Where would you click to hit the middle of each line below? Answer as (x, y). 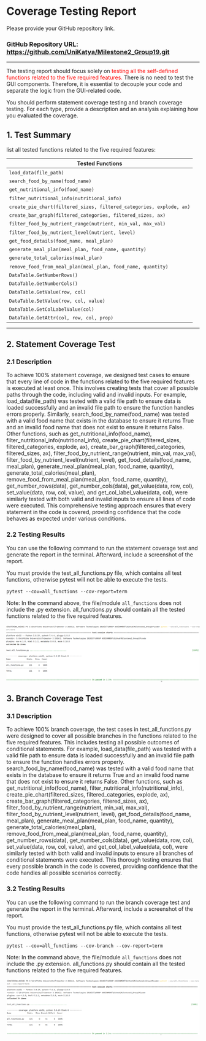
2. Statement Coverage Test (61, 344)
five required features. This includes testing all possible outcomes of (93, 743)
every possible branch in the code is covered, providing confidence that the (102, 867)
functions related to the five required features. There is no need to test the (100, 77)
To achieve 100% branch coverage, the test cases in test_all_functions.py (99, 730)
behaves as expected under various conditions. (66, 519)
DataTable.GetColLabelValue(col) (51, 309)
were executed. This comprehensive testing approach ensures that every (99, 505)
